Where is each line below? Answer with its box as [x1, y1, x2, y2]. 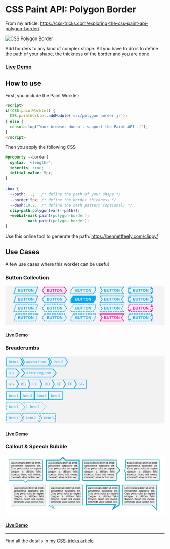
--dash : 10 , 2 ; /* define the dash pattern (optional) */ [10, 203, 133, 208]
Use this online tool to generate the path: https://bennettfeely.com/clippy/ [5, 233, 158, 239]
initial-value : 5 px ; [10, 171, 53, 176]
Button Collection [5, 273, 49, 281]
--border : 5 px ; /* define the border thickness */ [10, 197, 116, 202]
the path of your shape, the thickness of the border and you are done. [5, 51, 151, 57]
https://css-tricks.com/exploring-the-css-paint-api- [40, 20, 148, 26]
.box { [5, 186, 19, 192]
